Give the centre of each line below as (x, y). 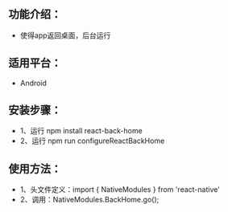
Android (33, 83)
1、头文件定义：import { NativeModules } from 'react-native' (120, 190)
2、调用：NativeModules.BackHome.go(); (89, 200)
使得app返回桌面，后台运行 (65, 35)
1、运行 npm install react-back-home (81, 131)
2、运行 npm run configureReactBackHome (92, 141)
